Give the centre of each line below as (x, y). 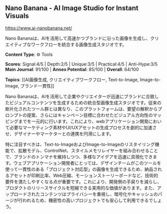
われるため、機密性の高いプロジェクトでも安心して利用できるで (88, 200)
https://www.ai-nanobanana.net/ (39, 28)
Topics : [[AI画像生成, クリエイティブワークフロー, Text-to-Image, (72, 80)
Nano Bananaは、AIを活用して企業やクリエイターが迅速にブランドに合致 (80, 96)
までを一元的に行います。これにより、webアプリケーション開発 (83, 121)
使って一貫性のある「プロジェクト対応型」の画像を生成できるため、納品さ (82, 169)
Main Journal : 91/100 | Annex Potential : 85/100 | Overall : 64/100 (72, 69)
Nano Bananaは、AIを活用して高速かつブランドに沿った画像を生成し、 (78, 38)
